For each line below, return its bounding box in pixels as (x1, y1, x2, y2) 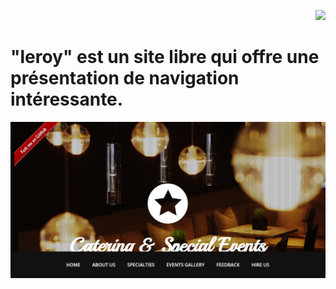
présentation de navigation (10, 67, 240, 90)
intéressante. (10, 88, 124, 111)
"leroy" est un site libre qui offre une (10, 46, 320, 69)
